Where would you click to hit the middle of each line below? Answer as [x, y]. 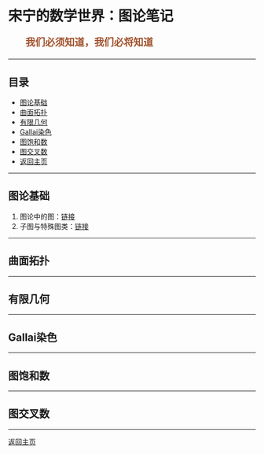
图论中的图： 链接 [47, 216]
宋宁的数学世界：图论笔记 [91, 16]
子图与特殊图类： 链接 [54, 226]
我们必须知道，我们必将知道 [89, 43]
